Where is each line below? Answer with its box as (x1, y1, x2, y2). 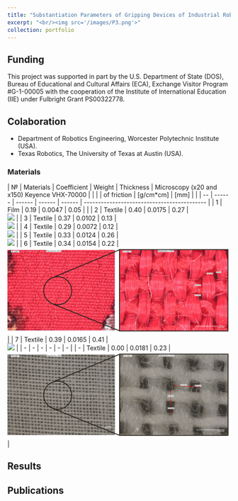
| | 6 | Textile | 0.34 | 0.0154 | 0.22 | (16, 240, 119, 248)
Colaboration (7, 116, 67, 128)
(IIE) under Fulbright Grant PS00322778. (7, 95, 125, 103)
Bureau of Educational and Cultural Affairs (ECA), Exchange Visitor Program (7, 80, 228, 89)
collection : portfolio (7, 26, 74, 33)
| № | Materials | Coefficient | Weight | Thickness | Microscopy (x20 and (7, 183, 217, 191)
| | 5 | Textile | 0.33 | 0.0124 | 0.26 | (16, 231, 119, 240)
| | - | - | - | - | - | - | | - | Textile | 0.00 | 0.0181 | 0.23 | (16, 344, 171, 352)
